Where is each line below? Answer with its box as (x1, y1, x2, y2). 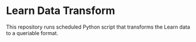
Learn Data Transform (6, 4, 116, 17)
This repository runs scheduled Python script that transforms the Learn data (6, 23, 191, 30)
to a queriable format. (6, 29, 59, 36)
